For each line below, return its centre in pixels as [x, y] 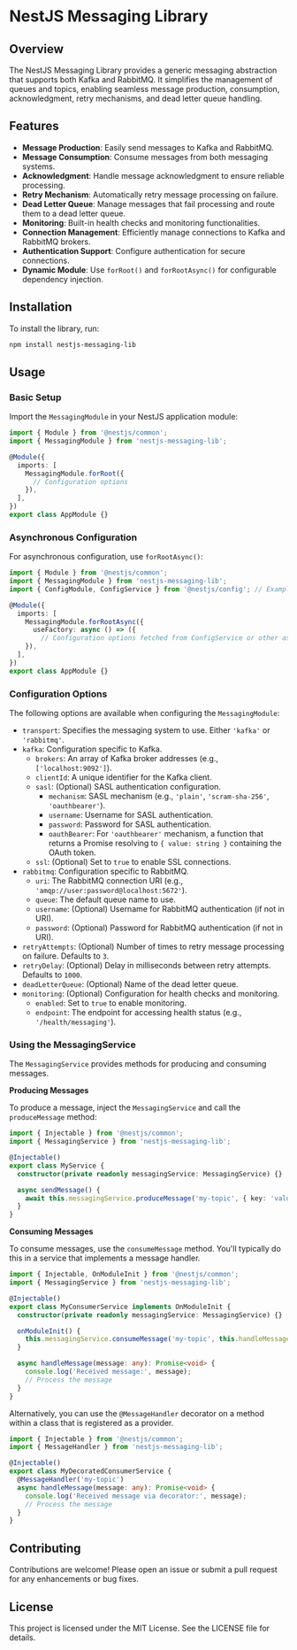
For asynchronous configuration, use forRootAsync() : [106, 557]
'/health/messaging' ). [76, 1022]
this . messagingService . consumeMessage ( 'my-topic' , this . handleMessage [158, 1339]
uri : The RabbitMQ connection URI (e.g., [109, 881]
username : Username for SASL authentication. [131, 815]
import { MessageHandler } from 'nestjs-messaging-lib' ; [116, 1447]
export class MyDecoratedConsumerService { [91, 1471]
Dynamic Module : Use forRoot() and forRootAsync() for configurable [149, 270]
